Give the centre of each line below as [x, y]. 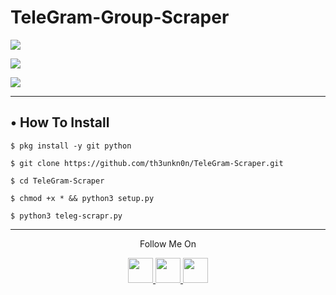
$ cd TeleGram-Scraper [57, 181]
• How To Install [60, 122]
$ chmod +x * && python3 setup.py [82, 198]
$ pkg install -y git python [71, 146]
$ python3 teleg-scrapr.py [66, 216]
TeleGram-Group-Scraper [120, 17]
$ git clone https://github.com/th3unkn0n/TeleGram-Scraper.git [147, 163]
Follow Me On [168, 243]
